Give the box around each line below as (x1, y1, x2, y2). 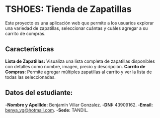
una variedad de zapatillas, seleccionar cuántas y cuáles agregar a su (5, 25, 148, 31)
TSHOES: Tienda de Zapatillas (5, 3, 132, 15)
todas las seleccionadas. (5, 74, 56, 80)
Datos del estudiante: (5, 89, 73, 97)
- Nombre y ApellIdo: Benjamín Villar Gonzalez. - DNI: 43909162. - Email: (5, 102, 153, 108)
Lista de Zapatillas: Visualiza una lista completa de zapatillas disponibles (5, 58, 155, 64)
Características (5, 45, 54, 53)
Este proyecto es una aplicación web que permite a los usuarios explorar (5, 20, 154, 26)
